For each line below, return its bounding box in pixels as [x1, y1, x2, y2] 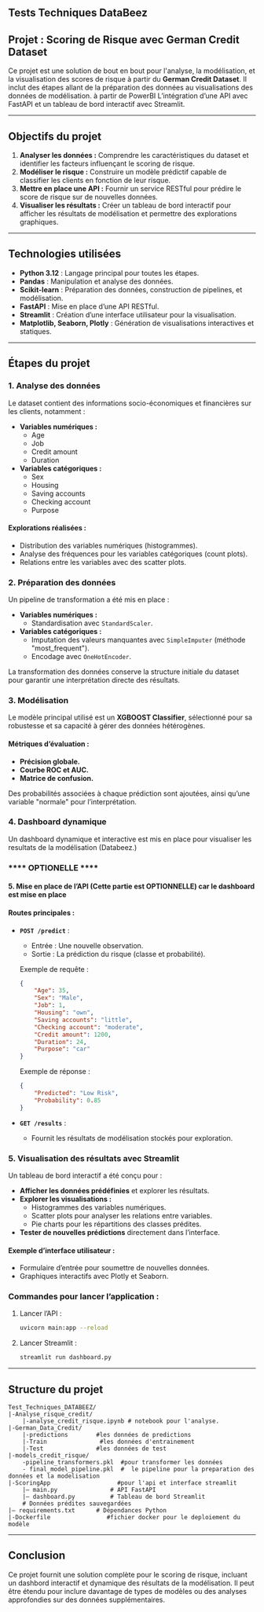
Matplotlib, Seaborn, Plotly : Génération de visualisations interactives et [19, 318, 254, 328]
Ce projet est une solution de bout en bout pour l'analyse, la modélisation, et [8, 66, 255, 75]
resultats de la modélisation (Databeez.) [8, 842, 137, 852]
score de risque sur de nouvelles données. [19, 192, 159, 202]
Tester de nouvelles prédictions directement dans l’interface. [19, 1227, 220, 1236]
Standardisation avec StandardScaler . [31, 618, 153, 628]
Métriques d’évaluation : [8, 738, 90, 749]
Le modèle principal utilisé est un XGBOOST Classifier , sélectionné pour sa [8, 713, 253, 722]
